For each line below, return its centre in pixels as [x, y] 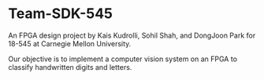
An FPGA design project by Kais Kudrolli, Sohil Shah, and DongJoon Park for [132, 35]
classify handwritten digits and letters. [70, 67]
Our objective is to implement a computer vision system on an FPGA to [123, 59]
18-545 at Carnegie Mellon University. [70, 43]
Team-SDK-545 [60, 14]
